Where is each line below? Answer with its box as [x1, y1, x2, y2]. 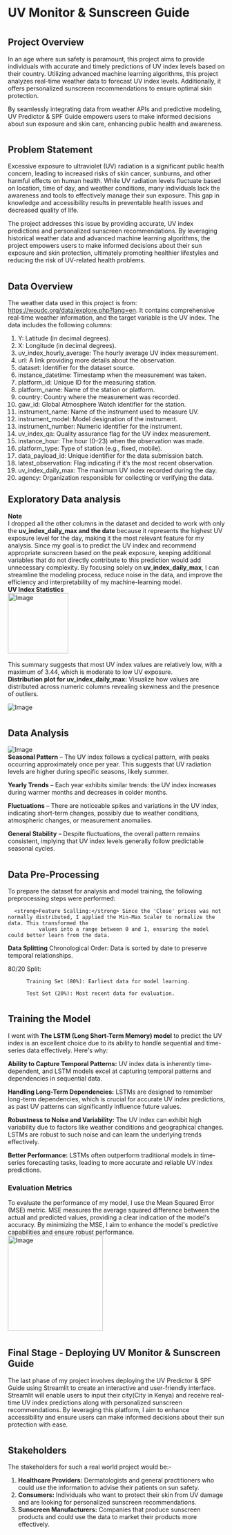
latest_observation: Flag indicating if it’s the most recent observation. [17, 459, 215, 467]
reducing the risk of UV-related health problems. [8, 256, 146, 264]
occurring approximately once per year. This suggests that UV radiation [8, 760, 211, 769]
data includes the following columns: [8, 321, 113, 329]
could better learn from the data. [8, 932, 110, 939]
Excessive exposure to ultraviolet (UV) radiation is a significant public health [8, 162, 224, 171]
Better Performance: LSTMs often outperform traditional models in [8, 1151, 200, 1159]
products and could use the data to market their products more [17, 1513, 197, 1521]
